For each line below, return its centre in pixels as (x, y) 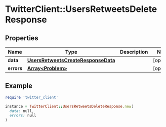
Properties (22, 38)
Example (19, 86)
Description (134, 52)
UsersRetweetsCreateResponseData (71, 60)
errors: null (23, 116)
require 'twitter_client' (32, 97)
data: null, (22, 111)
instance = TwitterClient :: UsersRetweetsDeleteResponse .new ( (69, 106)
